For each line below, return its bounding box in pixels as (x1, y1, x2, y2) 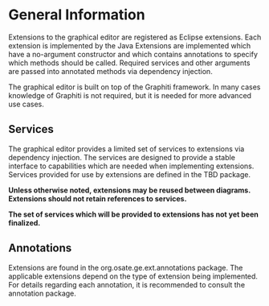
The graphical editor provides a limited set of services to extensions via (8, 143, 245, 154)
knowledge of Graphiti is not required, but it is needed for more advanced (8, 90, 251, 100)
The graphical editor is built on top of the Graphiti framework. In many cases (8, 82, 261, 92)
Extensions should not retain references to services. (8, 193, 187, 203)
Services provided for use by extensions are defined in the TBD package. (8, 169, 251, 179)
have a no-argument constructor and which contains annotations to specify (8, 49, 259, 59)
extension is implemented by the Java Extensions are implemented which (8, 40, 251, 50)
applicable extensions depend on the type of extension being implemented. (8, 271, 259, 281)
